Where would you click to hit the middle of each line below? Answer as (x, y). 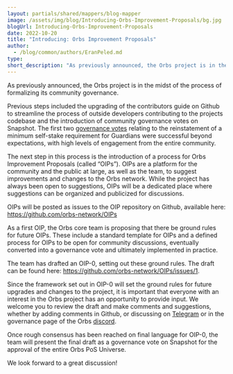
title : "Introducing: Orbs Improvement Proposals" (82, 40)
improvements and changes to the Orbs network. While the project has (109, 179)
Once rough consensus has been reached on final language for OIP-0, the (113, 334)
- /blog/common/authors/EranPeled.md (68, 53)
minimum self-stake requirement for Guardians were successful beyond (110, 136)
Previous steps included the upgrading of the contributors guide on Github (113, 106)
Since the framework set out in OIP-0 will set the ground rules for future (110, 284)
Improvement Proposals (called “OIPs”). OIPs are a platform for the (102, 163)
